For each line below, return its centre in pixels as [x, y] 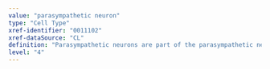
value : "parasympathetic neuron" [64, 15]
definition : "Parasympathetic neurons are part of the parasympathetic [131, 45]
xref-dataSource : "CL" [46, 38]
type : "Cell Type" [39, 23]
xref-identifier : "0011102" [55, 30]
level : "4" [27, 52]
